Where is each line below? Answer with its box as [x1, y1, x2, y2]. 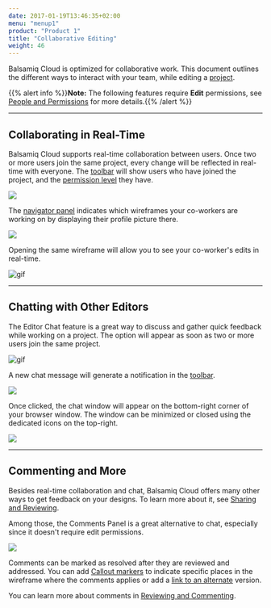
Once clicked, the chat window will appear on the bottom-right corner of [8, 400, 249, 410]
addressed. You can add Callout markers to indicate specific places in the [8, 566, 253, 576]
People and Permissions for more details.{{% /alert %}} [8, 97, 192, 107]
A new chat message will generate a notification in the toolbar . [8, 370, 215, 379]
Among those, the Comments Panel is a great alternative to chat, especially [8, 518, 258, 528]
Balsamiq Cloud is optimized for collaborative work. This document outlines [8, 64, 260, 73]
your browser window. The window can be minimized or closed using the [8, 409, 252, 419]
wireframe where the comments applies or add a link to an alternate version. [8, 575, 262, 585]
